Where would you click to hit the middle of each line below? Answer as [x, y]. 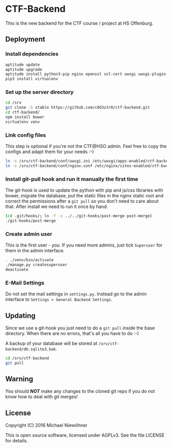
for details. [17, 441]
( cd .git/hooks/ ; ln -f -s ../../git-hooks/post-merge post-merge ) [79, 216]
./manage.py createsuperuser [36, 265]
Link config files [26, 135]
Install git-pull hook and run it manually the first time [72, 179]
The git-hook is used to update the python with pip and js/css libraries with [84, 190]
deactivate [17, 269]
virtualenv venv [23, 122]
